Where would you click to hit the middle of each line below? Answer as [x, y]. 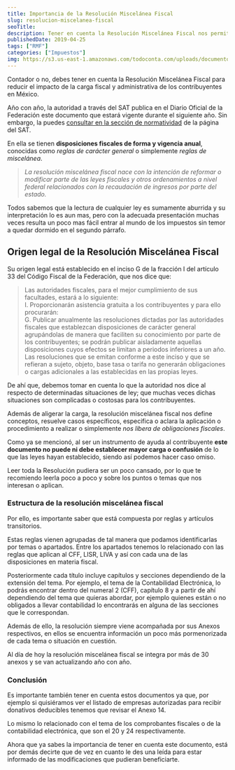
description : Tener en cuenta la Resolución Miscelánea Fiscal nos [108, 33]
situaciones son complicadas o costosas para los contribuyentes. [101, 400]
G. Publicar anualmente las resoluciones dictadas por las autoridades [124, 320]
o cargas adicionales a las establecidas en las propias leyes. [111, 371]
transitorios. [24, 526]
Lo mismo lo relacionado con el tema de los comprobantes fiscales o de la [114, 724]
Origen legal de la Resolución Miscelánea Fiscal [113, 252]
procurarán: [41, 312]
